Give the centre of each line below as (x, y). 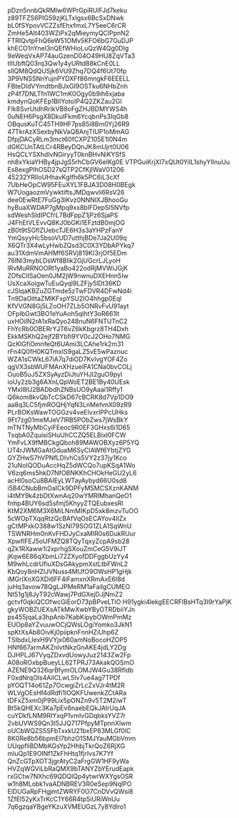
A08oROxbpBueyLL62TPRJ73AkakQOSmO (71, 662)
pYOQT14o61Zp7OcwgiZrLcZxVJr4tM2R (66, 685)
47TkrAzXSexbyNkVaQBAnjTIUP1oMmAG (68, 132)
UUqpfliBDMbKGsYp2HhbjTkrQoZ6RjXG (66, 746)
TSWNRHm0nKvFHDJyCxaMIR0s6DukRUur (72, 534)
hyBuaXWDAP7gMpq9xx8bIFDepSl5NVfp (68, 207)
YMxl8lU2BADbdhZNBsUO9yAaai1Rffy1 (65, 389)
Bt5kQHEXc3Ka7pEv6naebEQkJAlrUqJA (67, 708)
